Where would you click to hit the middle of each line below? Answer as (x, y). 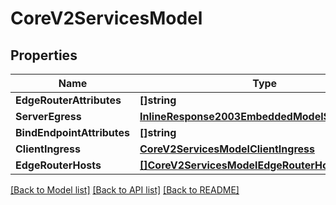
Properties (44, 55)
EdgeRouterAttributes (68, 100)
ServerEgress (48, 116)
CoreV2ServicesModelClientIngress (227, 149)
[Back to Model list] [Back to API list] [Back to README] (125, 190)
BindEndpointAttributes (73, 132)
